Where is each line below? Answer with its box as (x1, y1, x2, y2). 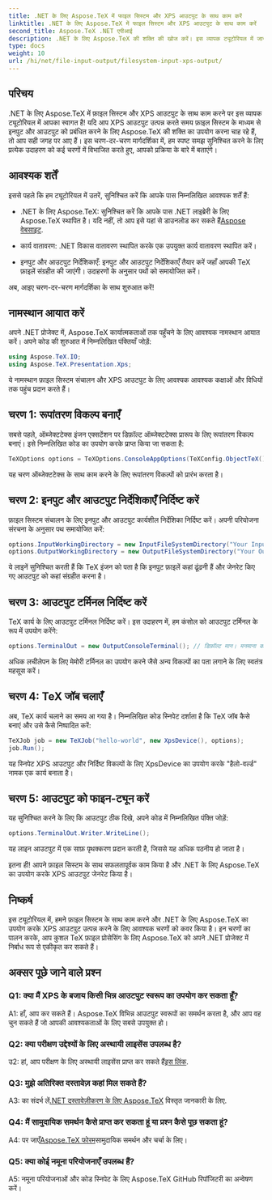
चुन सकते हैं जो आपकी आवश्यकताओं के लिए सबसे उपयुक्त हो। (8, 1017, 168, 1028)
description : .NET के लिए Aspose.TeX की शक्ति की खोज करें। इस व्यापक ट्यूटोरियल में (8, 34, 253, 43)
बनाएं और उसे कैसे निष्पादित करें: (8, 720, 91, 730)
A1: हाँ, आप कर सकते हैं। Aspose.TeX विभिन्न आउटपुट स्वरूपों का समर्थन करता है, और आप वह (8, 1008, 261, 1018)
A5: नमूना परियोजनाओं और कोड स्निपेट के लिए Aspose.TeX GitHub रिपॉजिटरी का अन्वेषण (8, 1174, 253, 1184)
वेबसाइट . (19, 224, 44, 235)
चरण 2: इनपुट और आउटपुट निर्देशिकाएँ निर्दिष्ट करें (8, 494, 200, 507)
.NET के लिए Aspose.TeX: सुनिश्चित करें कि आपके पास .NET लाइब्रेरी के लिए (19, 206, 229, 216)
